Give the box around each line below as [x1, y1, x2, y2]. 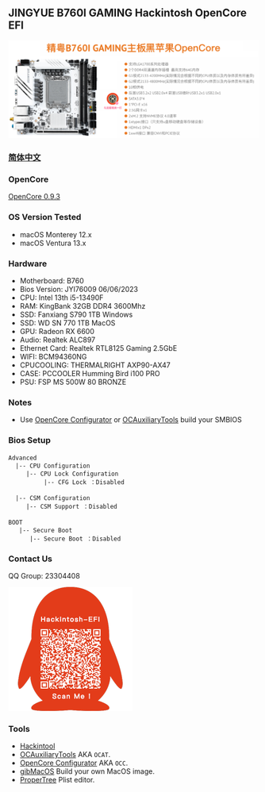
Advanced [8, 454, 37, 462]
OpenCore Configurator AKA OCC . [19, 758, 129, 768]
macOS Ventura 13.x [19, 238, 86, 248]
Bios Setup [8, 435, 52, 446]
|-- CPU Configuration [15, 462, 90, 470]
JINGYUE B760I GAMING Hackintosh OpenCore [8, 6, 248, 20]
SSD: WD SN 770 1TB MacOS [19, 317, 116, 328]
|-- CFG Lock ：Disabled [43, 478, 125, 486]
